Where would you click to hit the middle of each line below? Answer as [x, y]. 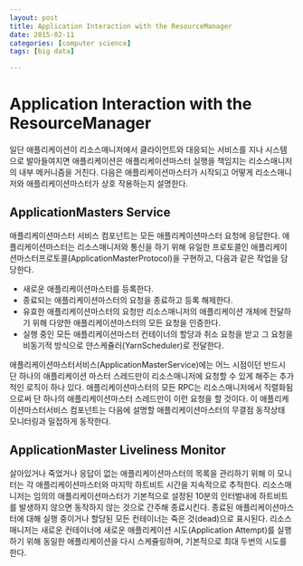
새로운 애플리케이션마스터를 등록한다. [88, 288]
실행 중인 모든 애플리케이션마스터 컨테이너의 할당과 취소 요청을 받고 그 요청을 [158, 334]
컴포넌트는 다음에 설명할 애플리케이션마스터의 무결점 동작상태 [177, 409]
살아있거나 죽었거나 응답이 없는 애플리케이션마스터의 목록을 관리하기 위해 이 [142, 473]
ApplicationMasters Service [90, 212]
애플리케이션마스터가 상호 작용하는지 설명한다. [107, 184]
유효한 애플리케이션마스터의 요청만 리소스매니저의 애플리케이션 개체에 [145, 311]
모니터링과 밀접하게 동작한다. [60, 421]
